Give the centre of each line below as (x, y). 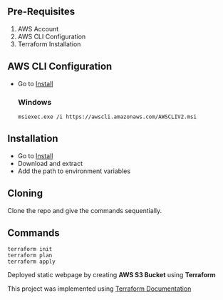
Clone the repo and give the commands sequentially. (85, 210)
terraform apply (31, 262)
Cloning (25, 193)
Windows (35, 102)
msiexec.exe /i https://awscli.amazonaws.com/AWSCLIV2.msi (107, 117)
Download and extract (50, 163)
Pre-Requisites (41, 12)
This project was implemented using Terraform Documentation (99, 289)
